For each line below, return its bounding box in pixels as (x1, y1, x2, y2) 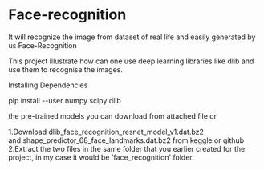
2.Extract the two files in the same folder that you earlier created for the (8, 144, 246, 153)
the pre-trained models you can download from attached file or (8, 111, 217, 121)
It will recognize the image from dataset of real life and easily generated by (8, 32, 256, 42)
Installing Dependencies (8, 80, 88, 90)
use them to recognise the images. (8, 64, 123, 74)
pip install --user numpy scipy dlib (8, 95, 122, 105)
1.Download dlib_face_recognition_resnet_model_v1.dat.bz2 (8, 127, 205, 136)
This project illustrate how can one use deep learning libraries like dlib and (8, 56, 254, 66)
